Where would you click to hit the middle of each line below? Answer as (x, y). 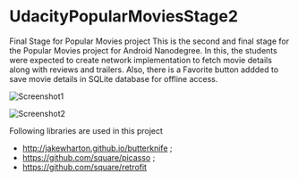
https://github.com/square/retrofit (85, 167)
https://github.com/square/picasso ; (89, 157)
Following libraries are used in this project (86, 130)
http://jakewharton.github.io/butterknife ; (97, 148)
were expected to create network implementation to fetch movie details (141, 60)
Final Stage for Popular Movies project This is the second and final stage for (149, 41)
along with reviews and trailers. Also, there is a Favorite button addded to (144, 70)
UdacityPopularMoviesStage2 (124, 16)
